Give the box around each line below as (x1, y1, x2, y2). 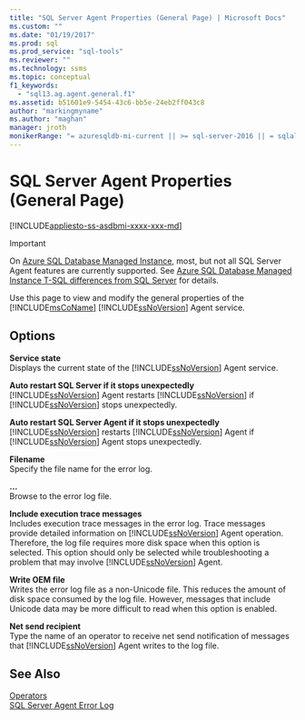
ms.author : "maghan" (9, 115, 88, 124)
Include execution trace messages (9, 508, 143, 519)
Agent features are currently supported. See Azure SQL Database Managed (9, 265, 292, 275)
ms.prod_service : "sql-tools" (9, 47, 124, 56)
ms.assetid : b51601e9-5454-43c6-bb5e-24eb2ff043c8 (9, 97, 205, 107)
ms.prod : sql (9, 38, 59, 48)
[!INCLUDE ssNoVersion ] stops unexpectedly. (9, 399, 178, 410)
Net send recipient (9, 620, 82, 632)
